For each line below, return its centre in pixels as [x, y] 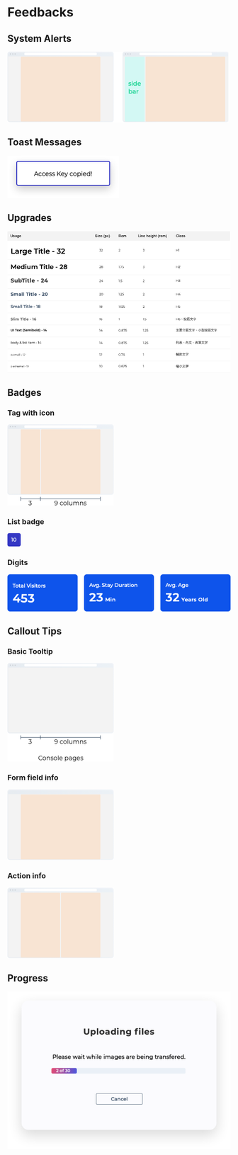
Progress [28, 978]
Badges [24, 393]
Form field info [33, 778]
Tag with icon [31, 413]
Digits [18, 562]
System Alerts [40, 39]
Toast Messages [45, 142]
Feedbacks [41, 12]
